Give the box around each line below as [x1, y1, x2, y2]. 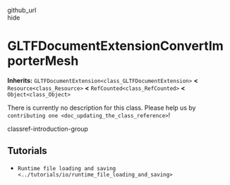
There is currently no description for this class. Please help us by [7, 103, 196, 112]
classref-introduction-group [7, 125, 88, 133]
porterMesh [7, 53, 79, 69]
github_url [7, 6, 37, 14]
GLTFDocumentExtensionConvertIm [7, 38, 224, 54]
